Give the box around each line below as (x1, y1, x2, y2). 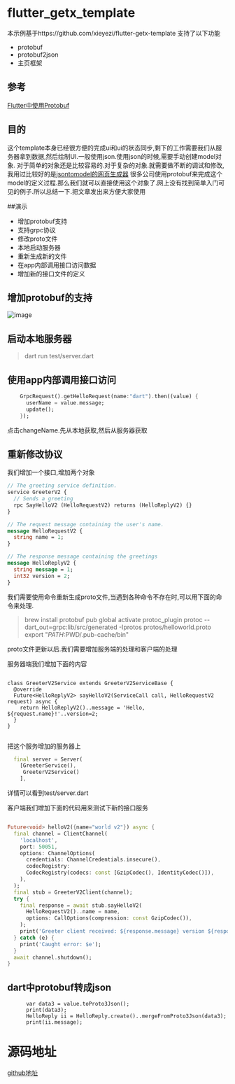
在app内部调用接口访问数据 (17, 260, 97, 269)
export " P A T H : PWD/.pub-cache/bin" (24, 630, 129, 638)
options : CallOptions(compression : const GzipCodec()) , (25, 915, 192, 922)
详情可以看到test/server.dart (7, 789, 89, 797)
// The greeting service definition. (7, 482, 117, 489)
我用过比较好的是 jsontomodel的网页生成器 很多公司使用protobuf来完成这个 (7, 169, 222, 178)
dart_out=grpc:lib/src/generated (24, 623, 117, 631)
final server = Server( (13, 756, 83, 763)
